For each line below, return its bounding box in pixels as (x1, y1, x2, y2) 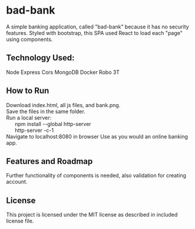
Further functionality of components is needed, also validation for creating (6, 172, 187, 179)
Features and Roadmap (6, 156, 93, 166)
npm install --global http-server (14, 120, 91, 127)
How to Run (6, 86, 49, 96)
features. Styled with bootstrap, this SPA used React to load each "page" (6, 29, 183, 36)
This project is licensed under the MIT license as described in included (6, 211, 178, 218)
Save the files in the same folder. (6, 108, 85, 115)
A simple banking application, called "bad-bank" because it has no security (6, 23, 190, 30)
